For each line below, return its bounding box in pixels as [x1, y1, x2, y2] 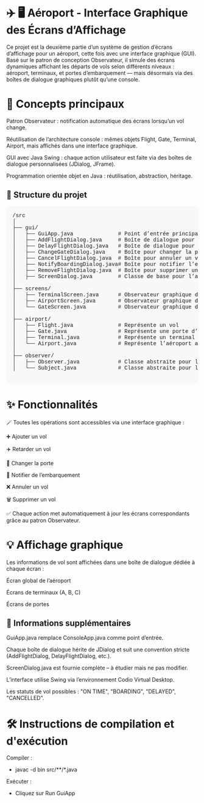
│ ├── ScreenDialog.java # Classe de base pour [12, 273, 186, 280]
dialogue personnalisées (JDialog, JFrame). [6, 160, 116, 168]
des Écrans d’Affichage [6, 23, 126, 37]
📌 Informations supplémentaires [6, 618, 131, 628]
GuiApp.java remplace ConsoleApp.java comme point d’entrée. [6, 634, 164, 641]
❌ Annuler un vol [6, 483, 49, 490]
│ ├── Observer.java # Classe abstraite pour [12, 359, 192, 365]
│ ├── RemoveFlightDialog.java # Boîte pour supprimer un [12, 267, 199, 274]
